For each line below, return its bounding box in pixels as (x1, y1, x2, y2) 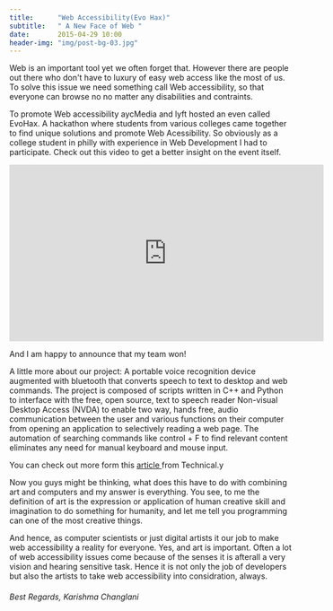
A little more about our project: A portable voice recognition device (9, 366, 256, 377)
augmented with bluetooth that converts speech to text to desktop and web (9, 376, 288, 387)
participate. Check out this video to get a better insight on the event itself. (9, 147, 281, 158)
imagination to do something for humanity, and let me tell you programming (9, 506, 288, 517)
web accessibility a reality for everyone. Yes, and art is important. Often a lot (9, 542, 292, 553)
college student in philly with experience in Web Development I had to (9, 137, 267, 148)
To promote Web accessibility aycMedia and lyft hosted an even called (9, 109, 271, 119)
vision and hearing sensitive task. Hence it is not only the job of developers (9, 562, 287, 572)
